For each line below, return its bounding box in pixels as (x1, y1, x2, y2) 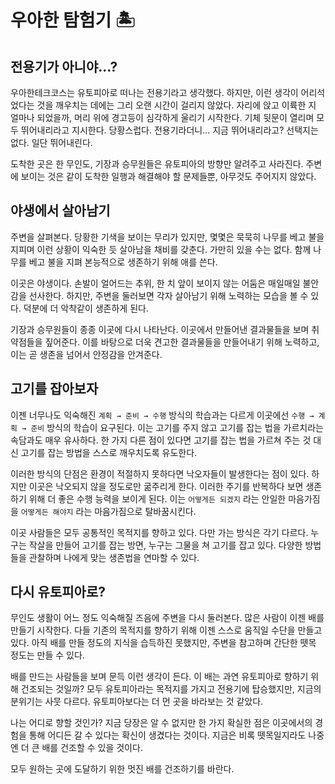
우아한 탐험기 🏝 (10, 9, 136, 32)
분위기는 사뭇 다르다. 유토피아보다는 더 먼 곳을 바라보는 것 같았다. (10, 696, 264, 708)
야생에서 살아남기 (10, 202, 111, 220)
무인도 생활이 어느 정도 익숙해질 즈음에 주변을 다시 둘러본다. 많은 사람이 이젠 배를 (10, 612, 325, 624)
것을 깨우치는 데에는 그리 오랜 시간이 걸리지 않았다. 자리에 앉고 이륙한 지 (36, 99, 317, 111)
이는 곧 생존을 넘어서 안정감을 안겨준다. (10, 348, 163, 360)
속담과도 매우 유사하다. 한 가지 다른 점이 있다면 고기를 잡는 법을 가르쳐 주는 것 (10, 434, 312, 446)
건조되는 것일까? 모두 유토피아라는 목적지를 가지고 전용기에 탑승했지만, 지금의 (20, 683, 322, 695)
